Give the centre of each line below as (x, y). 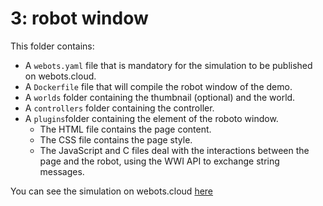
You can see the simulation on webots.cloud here (112, 191)
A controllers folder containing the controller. (119, 108)
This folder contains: (52, 46)
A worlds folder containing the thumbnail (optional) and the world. (160, 97)
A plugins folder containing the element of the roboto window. (151, 118)
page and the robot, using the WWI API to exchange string (159, 161)
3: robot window (79, 18)
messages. (62, 171)
